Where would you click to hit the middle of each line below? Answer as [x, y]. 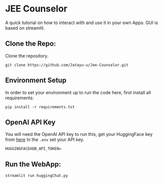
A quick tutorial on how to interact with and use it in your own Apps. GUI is [82, 23]
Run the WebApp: [33, 164]
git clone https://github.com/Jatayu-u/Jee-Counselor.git [67, 65]
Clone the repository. [27, 56]
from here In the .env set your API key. [45, 140]
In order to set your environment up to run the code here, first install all [78, 92]
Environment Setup [36, 80]
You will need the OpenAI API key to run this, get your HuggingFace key [79, 134]
